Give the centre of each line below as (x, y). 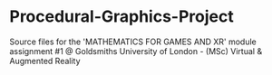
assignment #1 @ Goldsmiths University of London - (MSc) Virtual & (136, 51)
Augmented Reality (45, 61)
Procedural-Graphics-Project (121, 17)
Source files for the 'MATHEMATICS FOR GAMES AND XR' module (133, 42)
